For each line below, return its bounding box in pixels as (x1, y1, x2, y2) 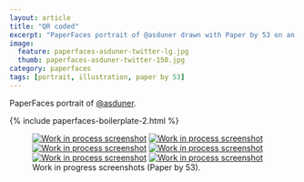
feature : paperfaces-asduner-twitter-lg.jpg (17, 47, 189, 56)
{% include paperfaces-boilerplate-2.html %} (9, 115, 179, 126)
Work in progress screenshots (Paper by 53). (32, 161, 201, 173)
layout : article (9, 13, 71, 23)
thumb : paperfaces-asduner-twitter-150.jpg (17, 56, 185, 65)
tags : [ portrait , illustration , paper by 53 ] (9, 73, 185, 82)
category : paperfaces (9, 65, 92, 74)
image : (9, 38, 35, 48)
